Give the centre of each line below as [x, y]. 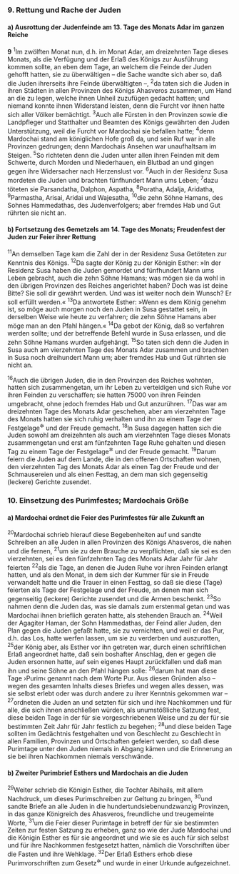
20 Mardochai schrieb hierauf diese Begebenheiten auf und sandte [105, 534]
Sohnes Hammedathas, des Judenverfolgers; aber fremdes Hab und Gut [114, 206]
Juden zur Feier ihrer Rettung [52, 236]
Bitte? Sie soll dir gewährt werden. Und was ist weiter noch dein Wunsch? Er [119, 293]
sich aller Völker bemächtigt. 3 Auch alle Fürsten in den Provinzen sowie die [118, 114]
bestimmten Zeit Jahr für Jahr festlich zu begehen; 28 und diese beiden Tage [119, 725]
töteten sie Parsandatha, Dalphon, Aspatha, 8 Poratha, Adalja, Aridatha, [111, 189]
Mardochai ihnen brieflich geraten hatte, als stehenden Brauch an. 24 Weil [115, 614]
